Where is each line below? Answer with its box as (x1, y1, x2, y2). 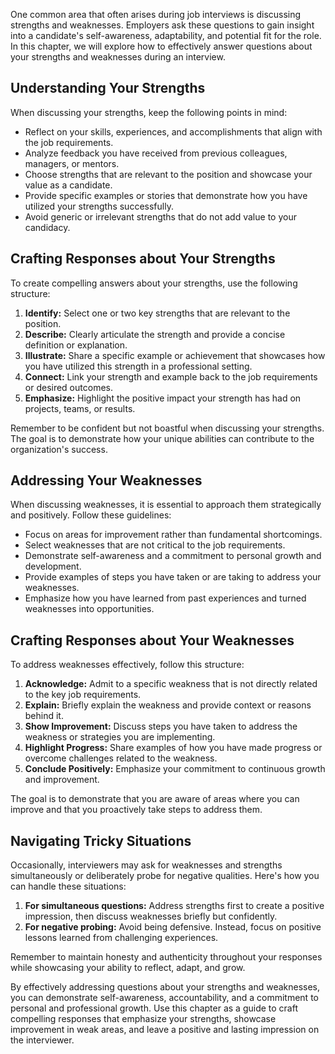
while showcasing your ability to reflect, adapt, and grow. (10, 962, 246, 974)
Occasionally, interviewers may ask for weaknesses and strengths (10, 859, 283, 871)
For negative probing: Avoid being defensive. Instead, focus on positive (24, 921, 322, 933)
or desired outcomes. (24, 381, 113, 393)
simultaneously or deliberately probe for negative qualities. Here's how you (10, 870, 320, 882)
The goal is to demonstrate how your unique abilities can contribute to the (10, 432, 315, 444)
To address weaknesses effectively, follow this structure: (10, 659, 245, 671)
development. (24, 560, 82, 573)
